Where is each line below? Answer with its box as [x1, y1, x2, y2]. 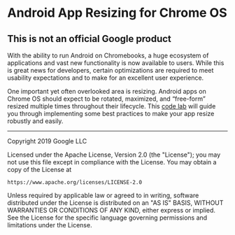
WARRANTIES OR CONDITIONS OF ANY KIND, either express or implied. [7, 206, 215, 214]
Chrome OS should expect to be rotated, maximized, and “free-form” [7, 94, 206, 103]
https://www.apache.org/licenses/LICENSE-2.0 [7, 179, 142, 186]
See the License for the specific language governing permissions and [7, 213, 208, 222]
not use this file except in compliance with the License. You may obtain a [7, 158, 217, 166]
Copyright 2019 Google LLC [7, 137, 87, 145]
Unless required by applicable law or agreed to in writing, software [7, 191, 199, 199]
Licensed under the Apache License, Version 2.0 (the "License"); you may [7, 150, 221, 159]
